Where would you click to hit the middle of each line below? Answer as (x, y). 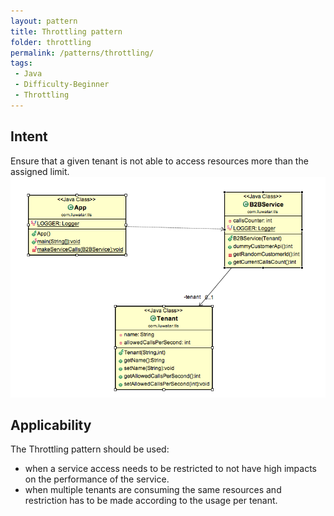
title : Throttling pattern (66, 31)
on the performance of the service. (97, 479)
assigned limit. (40, 171)
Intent (29, 136)
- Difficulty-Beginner (62, 85)
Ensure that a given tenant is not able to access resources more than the (159, 161)
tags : (21, 63)
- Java (28, 74)
